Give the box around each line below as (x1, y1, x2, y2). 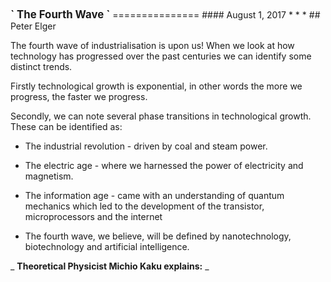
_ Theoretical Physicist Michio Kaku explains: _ (10, 260, 210, 272)
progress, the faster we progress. (10, 91, 148, 102)
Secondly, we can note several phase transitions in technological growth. (10, 110, 312, 122)
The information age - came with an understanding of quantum (24, 190, 285, 201)
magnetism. (24, 170, 74, 182)
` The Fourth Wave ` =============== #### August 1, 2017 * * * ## (10, 8, 321, 21)
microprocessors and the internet (24, 211, 163, 222)
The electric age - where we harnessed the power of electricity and (24, 160, 304, 171)
